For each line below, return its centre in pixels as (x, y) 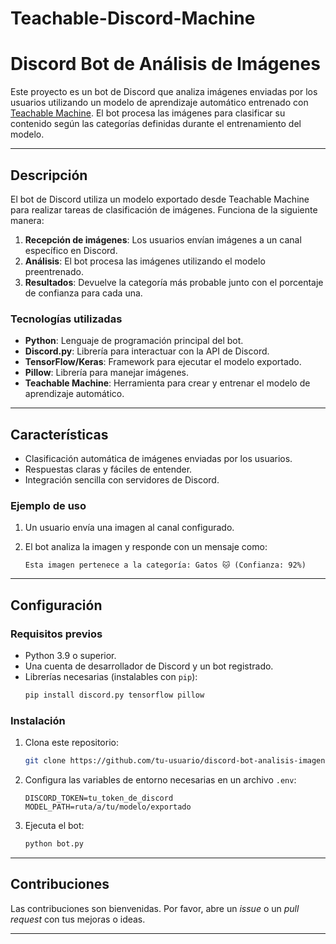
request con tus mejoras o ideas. (78, 919)
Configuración (56, 605)
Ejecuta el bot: (54, 826)
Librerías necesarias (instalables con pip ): (111, 677)
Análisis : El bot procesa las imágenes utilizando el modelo (145, 261)
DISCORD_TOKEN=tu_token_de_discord (99, 798)
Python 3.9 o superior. (70, 656)
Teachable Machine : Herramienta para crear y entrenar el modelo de (167, 383)
